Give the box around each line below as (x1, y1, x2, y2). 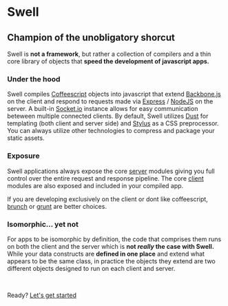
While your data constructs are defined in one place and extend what (7, 249, 205, 258)
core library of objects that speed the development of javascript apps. (7, 57, 209, 65)
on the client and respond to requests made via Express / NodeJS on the (7, 97, 214, 105)
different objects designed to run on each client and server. (7, 264, 176, 272)
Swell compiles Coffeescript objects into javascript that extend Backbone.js (7, 90, 222, 99)
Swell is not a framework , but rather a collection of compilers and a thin (7, 50, 211, 58)
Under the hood (7, 74, 61, 83)
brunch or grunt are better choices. (7, 202, 107, 210)
